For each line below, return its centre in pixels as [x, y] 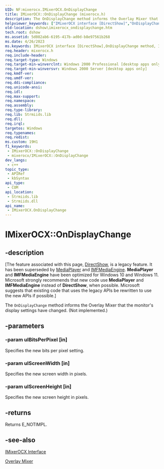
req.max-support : [23, 96]
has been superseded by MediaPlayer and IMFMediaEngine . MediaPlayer [79, 270]
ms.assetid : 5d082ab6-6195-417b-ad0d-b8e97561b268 [58, 37]
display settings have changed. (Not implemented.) [56, 311]
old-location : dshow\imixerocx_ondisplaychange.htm [59, 28]
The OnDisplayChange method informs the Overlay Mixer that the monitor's [79, 305]
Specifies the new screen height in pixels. [47, 397]
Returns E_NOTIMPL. [26, 424]
